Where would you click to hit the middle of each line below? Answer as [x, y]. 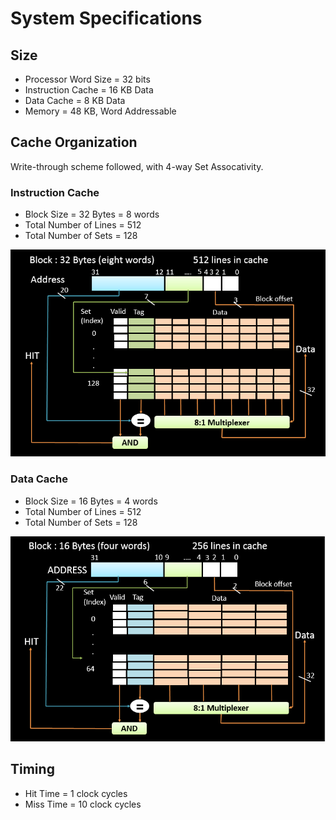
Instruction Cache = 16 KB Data [89, 90]
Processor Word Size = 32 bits [87, 79]
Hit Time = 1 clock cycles [76, 793]
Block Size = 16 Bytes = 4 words [91, 501]
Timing [32, 769]
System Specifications [106, 18]
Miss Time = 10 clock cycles [83, 804]
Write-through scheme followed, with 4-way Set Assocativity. [137, 166]
